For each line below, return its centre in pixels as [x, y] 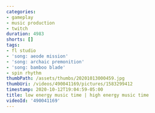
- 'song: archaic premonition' [45, 62]
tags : [13, 45]
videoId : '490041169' [33, 100]
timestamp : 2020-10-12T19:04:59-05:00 [55, 90]
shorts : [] [20, 39]
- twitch [17, 28]
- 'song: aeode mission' [37, 56]
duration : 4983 [25, 34]
